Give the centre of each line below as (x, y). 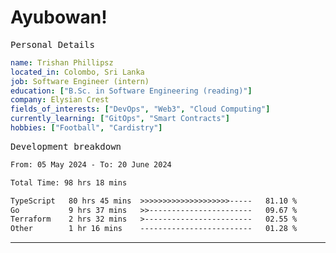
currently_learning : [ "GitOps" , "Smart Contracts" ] (120, 119)
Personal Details (52, 44)
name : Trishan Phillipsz (62, 62)
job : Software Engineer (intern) (80, 81)
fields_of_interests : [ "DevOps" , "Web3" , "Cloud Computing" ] (140, 109)
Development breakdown (66, 146)
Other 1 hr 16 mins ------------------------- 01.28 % (154, 229)
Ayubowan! (59, 17)
